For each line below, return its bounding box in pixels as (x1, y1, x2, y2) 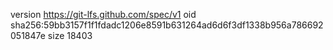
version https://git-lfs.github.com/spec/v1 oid (10, 9, 197, 20)
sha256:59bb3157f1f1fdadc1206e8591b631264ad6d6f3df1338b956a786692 (10, 19, 324, 31)
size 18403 (47, 30, 93, 41)
